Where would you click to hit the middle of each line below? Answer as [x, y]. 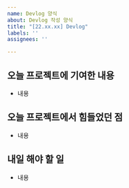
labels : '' [23, 33]
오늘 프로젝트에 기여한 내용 [61, 75]
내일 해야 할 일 [36, 159]
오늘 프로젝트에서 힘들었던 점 [65, 118]
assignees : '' [28, 40]
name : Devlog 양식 [32, 14]
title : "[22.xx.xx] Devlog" [48, 26]
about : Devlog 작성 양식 [40, 20]
